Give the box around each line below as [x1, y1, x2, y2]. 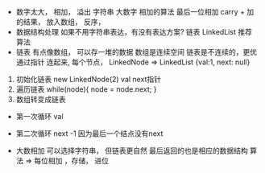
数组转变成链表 [15, 95, 66, 104]
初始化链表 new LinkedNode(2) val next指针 [15, 75, 161, 84]
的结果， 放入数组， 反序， [15, 17, 106, 27]
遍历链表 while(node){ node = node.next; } [15, 84, 157, 94]
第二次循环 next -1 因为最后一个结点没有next [15, 129, 164, 138]
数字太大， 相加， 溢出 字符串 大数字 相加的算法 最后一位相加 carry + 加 [15, 7, 255, 16]
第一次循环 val [15, 112, 64, 121]
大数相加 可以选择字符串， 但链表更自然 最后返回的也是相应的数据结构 [15, 146, 248, 155]
